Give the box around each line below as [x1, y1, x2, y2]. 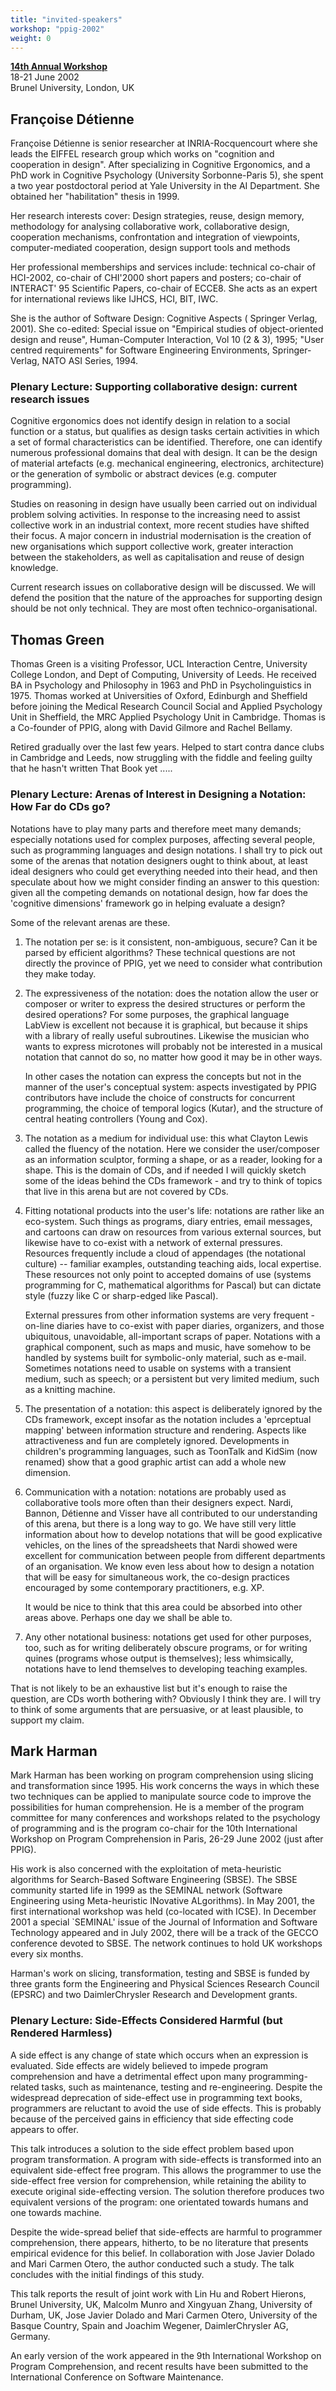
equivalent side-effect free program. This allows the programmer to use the [10, 2164, 322, 2176]
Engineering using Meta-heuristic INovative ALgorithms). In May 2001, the [10, 1895, 315, 1907]
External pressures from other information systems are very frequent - [24, 1309, 316, 1321]
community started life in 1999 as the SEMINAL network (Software [10, 1884, 283, 1896]
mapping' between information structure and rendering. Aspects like [24, 1424, 307, 1436]
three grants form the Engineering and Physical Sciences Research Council [10, 1978, 320, 1990]
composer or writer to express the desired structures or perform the [24, 997, 306, 1010]
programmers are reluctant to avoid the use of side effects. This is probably [10, 2102, 322, 2114]
